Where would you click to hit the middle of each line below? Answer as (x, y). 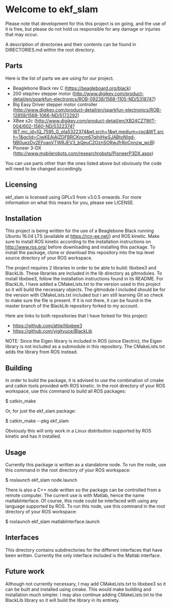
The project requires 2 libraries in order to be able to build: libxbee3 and (81, 268)
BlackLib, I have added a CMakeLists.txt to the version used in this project (83, 284)
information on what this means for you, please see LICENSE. (70, 202)
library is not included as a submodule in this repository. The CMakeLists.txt (85, 347)
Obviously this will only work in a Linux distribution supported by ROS (78, 431)
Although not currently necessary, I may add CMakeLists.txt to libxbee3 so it (86, 583)
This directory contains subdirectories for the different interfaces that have (84, 550)
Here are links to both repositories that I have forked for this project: (77, 316)
